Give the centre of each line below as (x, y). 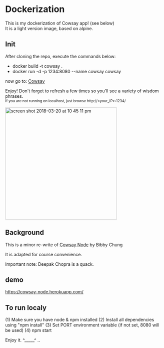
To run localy (26, 308)
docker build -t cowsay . (37, 66)
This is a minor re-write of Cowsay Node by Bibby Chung (64, 245)
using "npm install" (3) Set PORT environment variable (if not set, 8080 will (82, 325)
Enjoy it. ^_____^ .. (23, 340)
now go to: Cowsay (25, 81)
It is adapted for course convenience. (44, 254)
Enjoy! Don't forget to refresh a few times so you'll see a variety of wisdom (82, 91)
